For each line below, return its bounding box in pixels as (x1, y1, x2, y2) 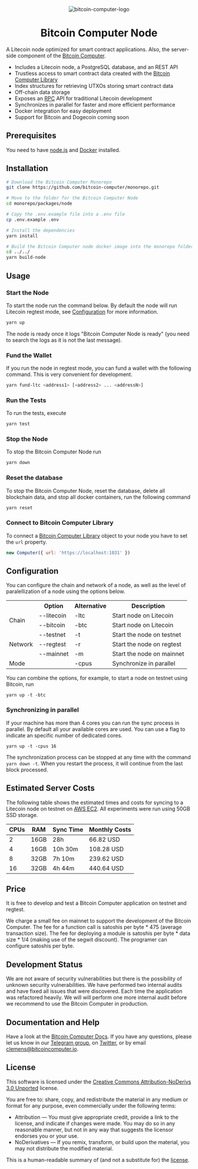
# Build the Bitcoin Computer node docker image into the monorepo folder (6, 243, 194, 249)
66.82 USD (88, 835, 120, 844)
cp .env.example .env (6, 216, 60, 223)
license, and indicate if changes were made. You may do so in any (14, 1119, 176, 1127)
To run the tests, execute (6, 410, 67, 417)
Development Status (6, 959, 83, 969)
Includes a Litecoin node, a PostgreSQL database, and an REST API (14, 63, 179, 70)
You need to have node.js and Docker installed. (6, 146, 121, 153)
